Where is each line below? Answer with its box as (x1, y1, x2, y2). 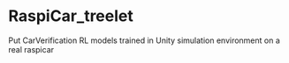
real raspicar (8, 44, 55, 54)
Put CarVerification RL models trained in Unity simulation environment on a (8, 35, 280, 45)
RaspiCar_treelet (8, 6, 133, 26)
